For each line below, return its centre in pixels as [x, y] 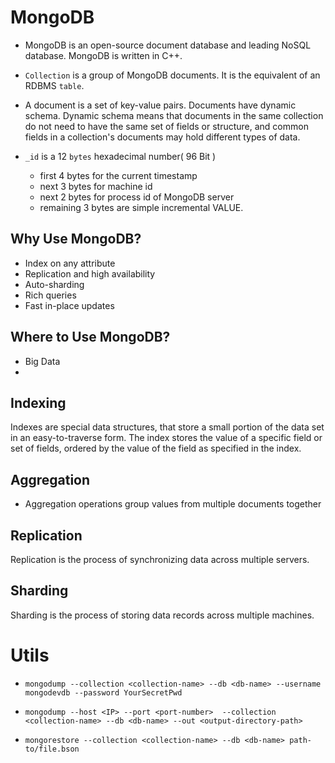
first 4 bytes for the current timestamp [118, 175]
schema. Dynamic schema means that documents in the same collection [174, 115]
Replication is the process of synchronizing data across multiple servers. [160, 559]
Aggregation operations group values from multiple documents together [173, 504]
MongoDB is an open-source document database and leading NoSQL [168, 45]
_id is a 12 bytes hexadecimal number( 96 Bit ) [120, 156]
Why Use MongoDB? [76, 239]
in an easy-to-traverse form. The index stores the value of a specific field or [166, 438]
